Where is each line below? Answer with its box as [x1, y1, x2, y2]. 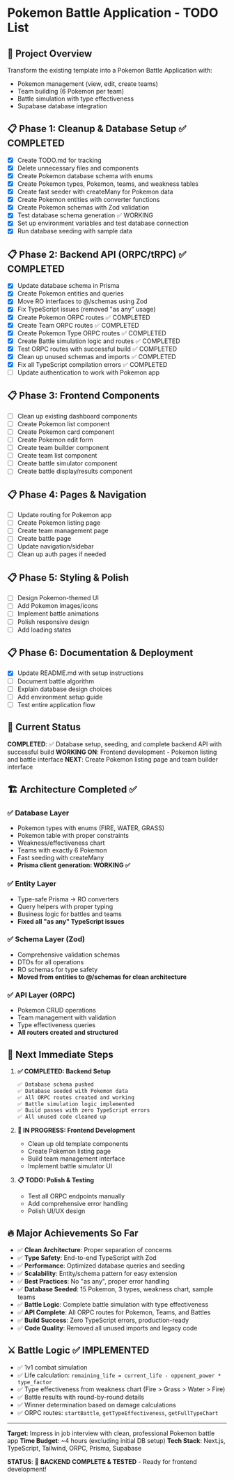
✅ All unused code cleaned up [17, 1113, 107, 1121]
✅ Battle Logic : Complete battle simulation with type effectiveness [17, 1300, 209, 1309]
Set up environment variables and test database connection [17, 219, 189, 228]
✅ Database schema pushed [17, 1081, 94, 1088]
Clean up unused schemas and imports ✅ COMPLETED [17, 352, 176, 361]
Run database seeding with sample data [17, 227, 132, 235]
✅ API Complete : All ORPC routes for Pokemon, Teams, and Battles [17, 1308, 211, 1316]
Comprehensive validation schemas [17, 950, 120, 959]
